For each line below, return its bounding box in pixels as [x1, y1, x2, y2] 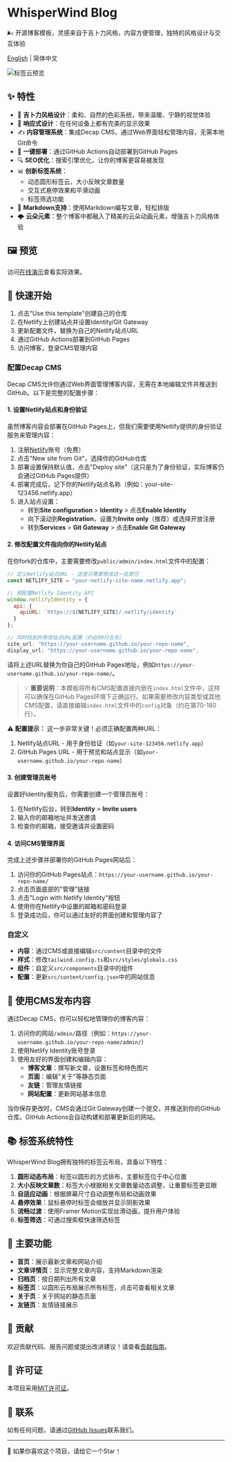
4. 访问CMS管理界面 [7, 839, 66, 847]
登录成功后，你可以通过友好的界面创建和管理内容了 [17, 911, 163, 919]
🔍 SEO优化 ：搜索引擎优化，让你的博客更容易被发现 [17, 155, 164, 164]
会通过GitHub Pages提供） [17, 471, 93, 479]
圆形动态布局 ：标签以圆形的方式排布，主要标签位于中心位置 [17, 1173, 187, 1181]
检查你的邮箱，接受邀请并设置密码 [17, 822, 115, 830]
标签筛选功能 [27, 195, 64, 203]
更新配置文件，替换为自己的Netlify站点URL [17, 327, 139, 335]
